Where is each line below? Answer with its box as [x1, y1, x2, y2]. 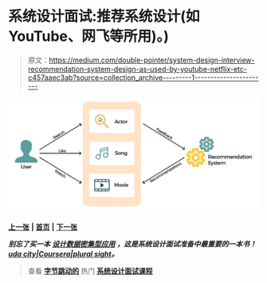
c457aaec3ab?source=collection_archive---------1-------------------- [27, 73, 259, 82]
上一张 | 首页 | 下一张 [8, 221, 78, 232]
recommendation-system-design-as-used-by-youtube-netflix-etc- [27, 64, 247, 74]
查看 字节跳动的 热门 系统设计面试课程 [27, 265, 153, 276]
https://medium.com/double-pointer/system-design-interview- [49, 55, 255, 65]
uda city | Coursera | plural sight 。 [8, 249, 119, 258]
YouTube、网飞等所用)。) [8, 27, 170, 46]
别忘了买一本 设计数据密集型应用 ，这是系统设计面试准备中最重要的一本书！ [8, 239, 257, 249]
